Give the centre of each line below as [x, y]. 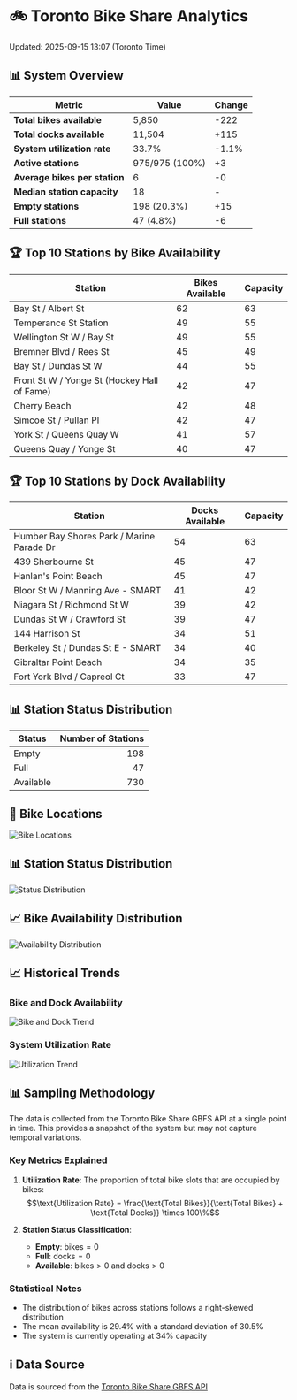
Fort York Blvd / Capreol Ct [69, 677]
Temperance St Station [61, 323]
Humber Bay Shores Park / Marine [84, 537]
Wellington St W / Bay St [64, 337]
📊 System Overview [66, 76]
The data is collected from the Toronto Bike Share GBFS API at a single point [148, 1119]
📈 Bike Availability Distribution [96, 918]
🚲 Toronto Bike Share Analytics [129, 16]
